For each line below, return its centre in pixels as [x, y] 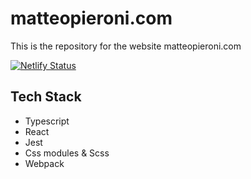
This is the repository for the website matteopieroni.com [126, 46]
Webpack [44, 163]
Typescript [47, 121]
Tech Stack [46, 97]
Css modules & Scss [67, 153]
